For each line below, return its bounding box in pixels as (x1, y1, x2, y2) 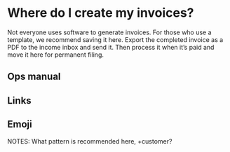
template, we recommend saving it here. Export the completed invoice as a (7, 35, 224, 43)
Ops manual (7, 71, 61, 83)
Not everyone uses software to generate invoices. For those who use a (7, 28, 212, 36)
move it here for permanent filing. (7, 50, 104, 59)
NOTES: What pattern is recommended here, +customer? (7, 137, 172, 145)
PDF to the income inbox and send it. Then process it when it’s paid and (7, 43, 215, 51)
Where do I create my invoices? (7, 5, 194, 21)
